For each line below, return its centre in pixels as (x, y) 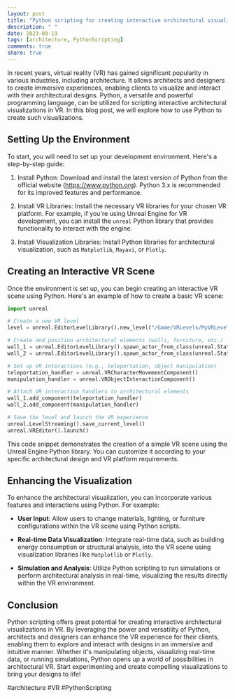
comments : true (29, 46)
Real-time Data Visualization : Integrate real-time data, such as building (121, 540)
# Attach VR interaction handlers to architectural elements (98, 392)
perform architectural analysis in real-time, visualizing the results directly (122, 576)
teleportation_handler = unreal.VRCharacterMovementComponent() (103, 372)
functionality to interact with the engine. (75, 228)
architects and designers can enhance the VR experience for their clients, (113, 637)
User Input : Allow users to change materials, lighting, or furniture (111, 519)
